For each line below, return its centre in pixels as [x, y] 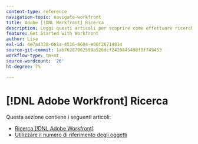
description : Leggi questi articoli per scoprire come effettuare [89, 28]
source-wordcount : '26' [35, 61]
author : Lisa [22, 39]
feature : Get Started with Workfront [52, 34]
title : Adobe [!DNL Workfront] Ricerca [55, 22]
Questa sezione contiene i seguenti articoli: [58, 117]
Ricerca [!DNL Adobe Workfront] [54, 129]
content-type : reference [37, 12]
